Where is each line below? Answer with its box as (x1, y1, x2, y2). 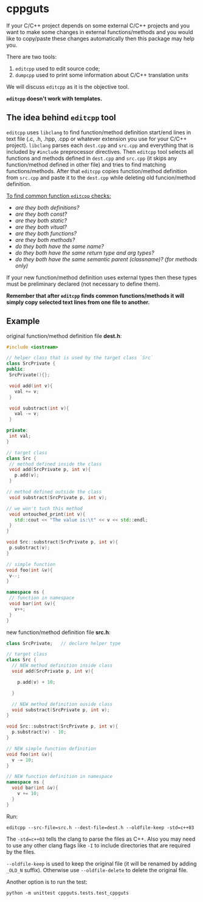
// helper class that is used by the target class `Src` (6, 355, 154, 361)
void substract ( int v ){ (9, 405, 69, 411)
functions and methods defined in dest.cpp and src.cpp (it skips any (6, 154, 177, 162)
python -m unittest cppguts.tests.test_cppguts (6, 890, 129, 896)
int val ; (9, 433, 32, 439)
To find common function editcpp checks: (6, 192, 111, 199)
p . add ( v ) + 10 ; (17, 679, 56, 685)
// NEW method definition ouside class (12, 701, 113, 707)
